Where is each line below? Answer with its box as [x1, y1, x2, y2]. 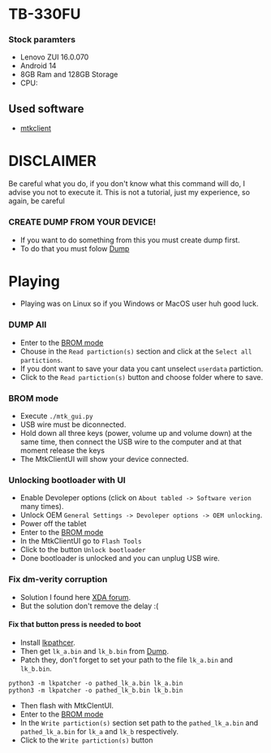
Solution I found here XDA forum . [19, 592, 131, 602]
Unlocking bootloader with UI [8, 474, 126, 485]
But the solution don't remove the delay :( [19, 601, 159, 611]
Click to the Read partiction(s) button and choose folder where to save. [19, 372, 264, 382]
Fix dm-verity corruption [8, 574, 108, 585]
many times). [19, 502, 64, 511]
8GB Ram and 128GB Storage [19, 70, 118, 80]
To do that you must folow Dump [19, 243, 130, 253]
